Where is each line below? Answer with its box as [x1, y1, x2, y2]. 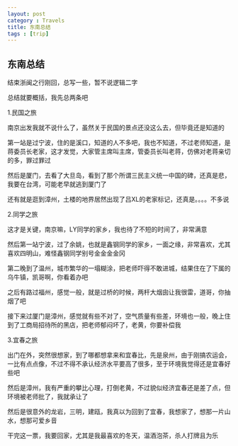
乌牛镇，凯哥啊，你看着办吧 [7, 273, 89, 282]
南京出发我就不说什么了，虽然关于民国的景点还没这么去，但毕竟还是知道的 [7, 123, 225, 132]
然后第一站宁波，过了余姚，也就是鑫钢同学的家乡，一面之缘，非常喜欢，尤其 [7, 240, 231, 248]
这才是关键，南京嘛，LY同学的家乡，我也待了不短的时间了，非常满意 [7, 225, 208, 234]
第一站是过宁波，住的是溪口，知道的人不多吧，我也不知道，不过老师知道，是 [7, 139, 231, 147]
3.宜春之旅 [7, 336, 38, 344]
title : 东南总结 [7, 23, 51, 30]
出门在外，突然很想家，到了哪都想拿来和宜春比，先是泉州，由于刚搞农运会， [7, 351, 231, 360]
